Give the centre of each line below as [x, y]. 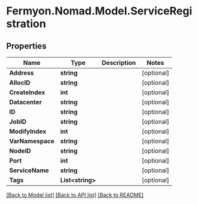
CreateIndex [27, 92]
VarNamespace [32, 141]
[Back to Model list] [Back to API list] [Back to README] [75, 195]
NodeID [20, 151]
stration [26, 24]
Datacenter [25, 102]
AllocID [20, 82]
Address [22, 73]
